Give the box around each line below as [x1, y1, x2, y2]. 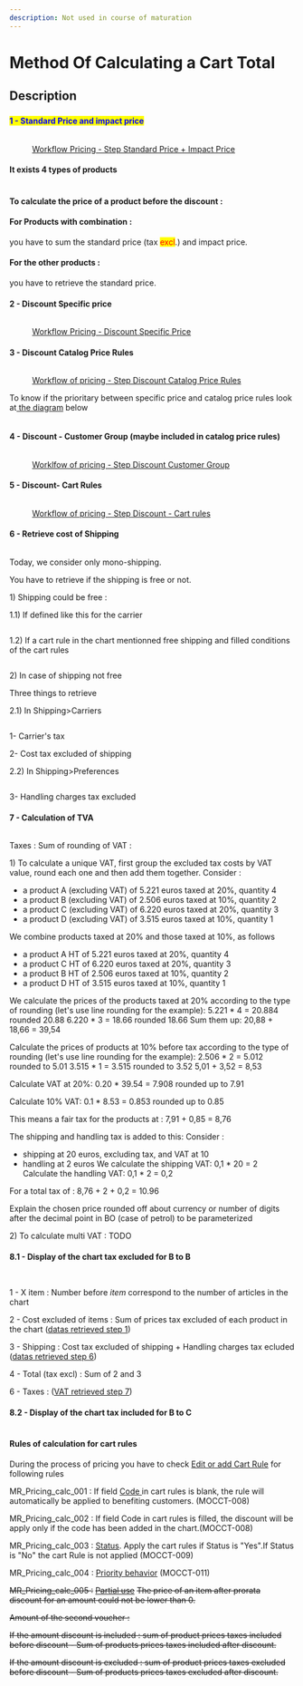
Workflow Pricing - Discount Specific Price [32, 326, 192, 337]
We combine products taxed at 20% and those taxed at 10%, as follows [9, 931, 276, 943]
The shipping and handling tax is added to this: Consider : [9, 1131, 224, 1142]
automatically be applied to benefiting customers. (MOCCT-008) [9, 1495, 251, 1506]
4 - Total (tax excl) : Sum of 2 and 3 [9, 1369, 142, 1380]
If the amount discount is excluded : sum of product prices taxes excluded [9, 1656, 287, 1668]
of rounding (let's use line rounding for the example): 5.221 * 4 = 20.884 [9, 1005, 279, 1016]
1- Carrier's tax [9, 731, 65, 741]
